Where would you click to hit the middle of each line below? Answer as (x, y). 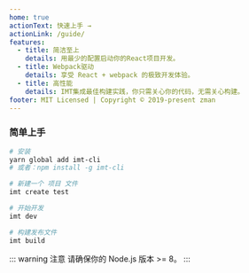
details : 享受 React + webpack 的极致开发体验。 (110, 75)
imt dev (23, 216)
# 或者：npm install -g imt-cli (67, 168)
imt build (27, 240)
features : (27, 42)
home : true (29, 17)
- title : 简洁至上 (48, 51)
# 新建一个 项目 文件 (43, 184)
